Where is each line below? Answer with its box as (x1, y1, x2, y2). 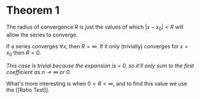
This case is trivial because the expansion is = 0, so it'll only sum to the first (6, 62, 194, 69)
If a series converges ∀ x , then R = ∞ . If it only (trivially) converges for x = (6, 42, 189, 49)
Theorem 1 (6, 4, 60, 17)
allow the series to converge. (6, 31, 78, 38)
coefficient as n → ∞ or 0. (6, 68, 71, 75)
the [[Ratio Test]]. (6, 86, 50, 93)
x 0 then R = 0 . (6, 49, 41, 57)
